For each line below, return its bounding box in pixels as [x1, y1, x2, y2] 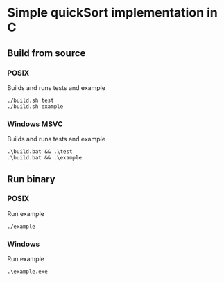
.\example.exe [7, 268, 49, 275]
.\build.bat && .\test [7, 148, 73, 155]
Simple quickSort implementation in [7, 5, 218, 21]
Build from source [7, 47, 86, 59]
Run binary [7, 173, 55, 185]
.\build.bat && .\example [7, 155, 82, 161]
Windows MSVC [7, 119, 64, 129]
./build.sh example [7, 103, 64, 110]
